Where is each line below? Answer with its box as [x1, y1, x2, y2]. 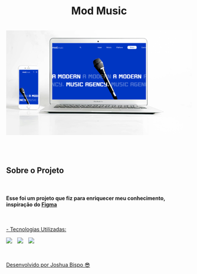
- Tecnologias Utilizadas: [6, 225, 67, 233]
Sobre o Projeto [6, 166, 64, 176]
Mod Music [71, 4, 127, 18]
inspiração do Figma [6, 201, 57, 208]
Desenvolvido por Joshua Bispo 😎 [6, 261, 90, 268]
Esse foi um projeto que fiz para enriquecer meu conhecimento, [6, 195, 165, 202]
